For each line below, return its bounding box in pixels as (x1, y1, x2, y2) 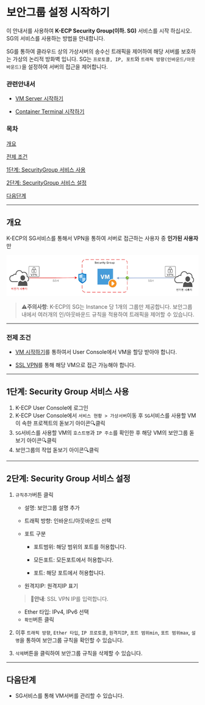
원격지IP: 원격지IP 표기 (24, 582, 78, 589)
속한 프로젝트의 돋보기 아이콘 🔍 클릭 (21, 419, 106, 426)
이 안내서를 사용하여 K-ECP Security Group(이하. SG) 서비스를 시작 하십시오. (6, 27, 192, 34)
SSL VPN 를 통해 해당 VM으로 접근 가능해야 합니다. (15, 361, 136, 368)
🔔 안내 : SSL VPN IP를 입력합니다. (30, 595, 109, 602)
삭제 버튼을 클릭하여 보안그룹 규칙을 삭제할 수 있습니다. (15, 649, 143, 657)
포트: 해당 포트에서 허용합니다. (33, 569, 106, 576)
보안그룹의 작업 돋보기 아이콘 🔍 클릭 (15, 446, 99, 453)
